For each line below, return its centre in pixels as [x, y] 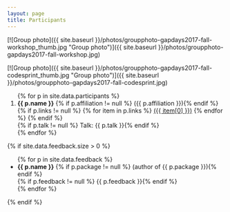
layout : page [26, 13]
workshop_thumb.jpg [37, 47]
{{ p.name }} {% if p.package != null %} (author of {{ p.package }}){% [117, 166]
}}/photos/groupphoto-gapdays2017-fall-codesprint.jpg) [87, 82]
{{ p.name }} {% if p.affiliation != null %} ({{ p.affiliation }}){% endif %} [118, 103]
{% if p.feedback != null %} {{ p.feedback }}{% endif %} [97, 181]
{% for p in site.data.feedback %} [65, 159]
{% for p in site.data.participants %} [68, 96]
